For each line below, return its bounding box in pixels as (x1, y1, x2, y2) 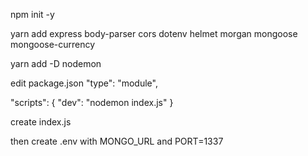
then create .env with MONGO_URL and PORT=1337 (10, 135, 224, 147)
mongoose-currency (10, 39, 96, 50)
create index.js (10, 116, 72, 128)
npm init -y (10, 9, 55, 20)
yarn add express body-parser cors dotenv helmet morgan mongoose (10, 28, 298, 39)
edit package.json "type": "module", (10, 77, 158, 89)
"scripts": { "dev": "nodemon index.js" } (10, 97, 174, 108)
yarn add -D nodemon (10, 58, 102, 69)
